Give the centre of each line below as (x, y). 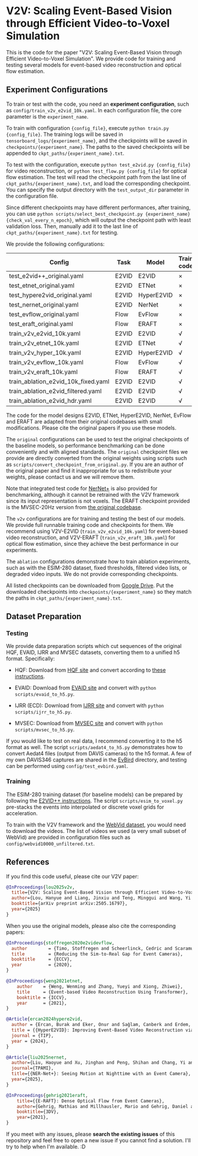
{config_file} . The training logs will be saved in (65, 134)
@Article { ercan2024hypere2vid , (44, 1019)
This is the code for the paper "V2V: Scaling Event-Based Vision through (94, 52)
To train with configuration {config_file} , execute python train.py (88, 128)
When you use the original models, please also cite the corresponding (91, 926)
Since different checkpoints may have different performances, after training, (98, 207)
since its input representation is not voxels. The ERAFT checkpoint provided (98, 501)
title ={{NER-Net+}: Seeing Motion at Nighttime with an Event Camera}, (101, 1074)
